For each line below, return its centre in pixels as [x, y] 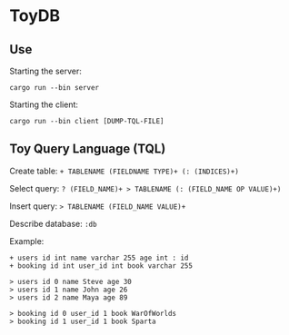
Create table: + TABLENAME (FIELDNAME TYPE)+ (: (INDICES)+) [124, 171]
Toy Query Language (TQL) [88, 149]
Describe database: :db [53, 223]
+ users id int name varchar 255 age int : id [99, 258]
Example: [27, 241]
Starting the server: [45, 71]
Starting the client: [44, 104]
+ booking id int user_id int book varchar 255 [101, 266]
